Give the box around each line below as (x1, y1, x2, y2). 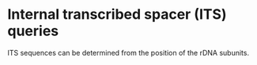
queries (7, 22, 59, 40)
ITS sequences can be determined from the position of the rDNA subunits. (7, 48, 250, 57)
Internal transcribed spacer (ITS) (7, 5, 227, 23)
